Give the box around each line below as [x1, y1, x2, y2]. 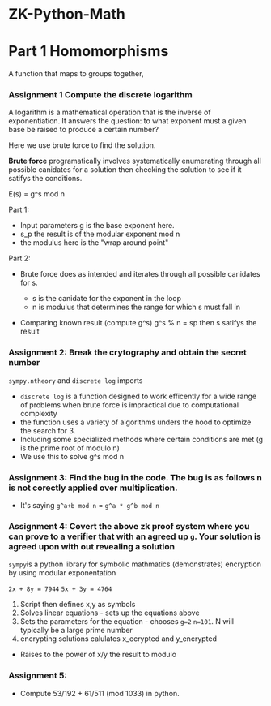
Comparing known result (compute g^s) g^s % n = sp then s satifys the [19, 318, 257, 328]
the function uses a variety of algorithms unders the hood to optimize [19, 417, 252, 427]
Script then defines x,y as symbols [19, 600, 136, 609]
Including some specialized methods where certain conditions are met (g [19, 434, 264, 444]
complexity [19, 408, 58, 418]
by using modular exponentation [8, 568, 116, 578]
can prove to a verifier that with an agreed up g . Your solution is [8, 531, 261, 542]
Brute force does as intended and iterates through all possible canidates [19, 269, 260, 279]
